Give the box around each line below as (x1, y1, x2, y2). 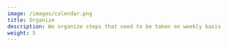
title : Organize (7, 17, 55, 23)
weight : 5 (7, 29, 36, 37)
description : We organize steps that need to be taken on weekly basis (7, 23, 221, 30)
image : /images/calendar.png (7, 10, 93, 17)
